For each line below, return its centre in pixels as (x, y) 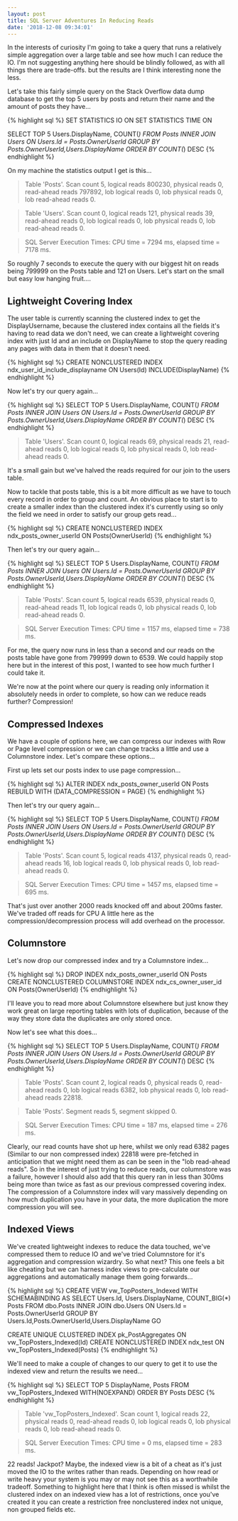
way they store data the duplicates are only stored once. (90, 1018)
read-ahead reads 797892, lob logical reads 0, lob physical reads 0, (124, 192)
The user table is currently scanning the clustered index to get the (104, 318)
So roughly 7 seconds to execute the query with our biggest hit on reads (113, 263)
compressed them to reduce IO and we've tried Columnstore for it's (106, 1254)
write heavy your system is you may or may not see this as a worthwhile (113, 1479)
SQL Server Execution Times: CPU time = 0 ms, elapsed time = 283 (123, 1443)
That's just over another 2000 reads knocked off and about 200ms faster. (115, 906)
